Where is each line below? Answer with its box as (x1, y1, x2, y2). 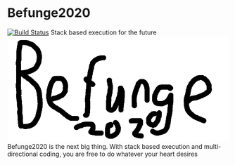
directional (7, 150, 39, 158)
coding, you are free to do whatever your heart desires (39, 150, 198, 158)
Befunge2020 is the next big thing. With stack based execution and (7, 142, 203, 150)
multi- (203, 142, 222, 150)
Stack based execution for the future (50, 28, 157, 37)
